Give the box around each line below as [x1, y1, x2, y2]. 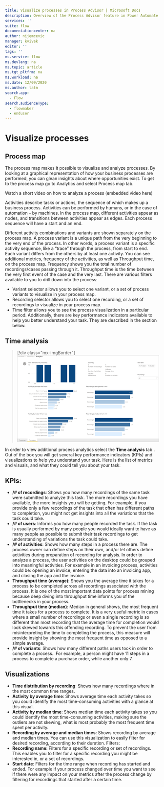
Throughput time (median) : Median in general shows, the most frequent [12, 604, 159, 610]
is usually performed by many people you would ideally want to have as [12, 526, 156, 532]
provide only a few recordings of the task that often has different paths [12, 505, 155, 511]
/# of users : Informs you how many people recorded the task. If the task [12, 521, 158, 527]
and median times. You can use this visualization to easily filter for [12, 735, 145, 741]
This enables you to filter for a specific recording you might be [12, 750, 138, 756]
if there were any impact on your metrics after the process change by [12, 771, 152, 777]
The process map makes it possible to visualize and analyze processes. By [5, 165, 156, 171]
